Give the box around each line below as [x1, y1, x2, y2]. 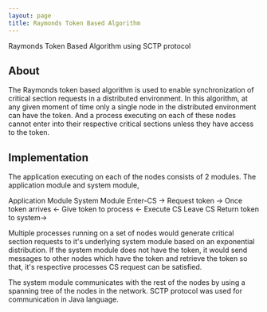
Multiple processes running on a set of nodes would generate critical [8, 228, 234, 238]
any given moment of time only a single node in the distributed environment [8, 102, 257, 112]
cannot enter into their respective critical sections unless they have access [8, 119, 254, 128]
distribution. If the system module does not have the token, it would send [8, 245, 248, 255]
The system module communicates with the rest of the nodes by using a [8, 278, 245, 287]
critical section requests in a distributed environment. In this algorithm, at [8, 93, 249, 104]
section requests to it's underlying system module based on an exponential [8, 237, 255, 247]
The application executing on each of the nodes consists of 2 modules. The [8, 172, 257, 182]
